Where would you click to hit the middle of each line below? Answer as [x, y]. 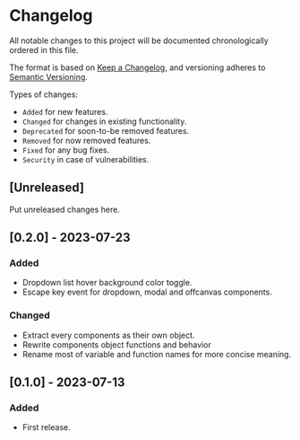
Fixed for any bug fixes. [66, 150]
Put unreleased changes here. [65, 209]
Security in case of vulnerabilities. [86, 159]
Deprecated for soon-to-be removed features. [106, 130]
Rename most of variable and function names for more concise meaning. [157, 354]
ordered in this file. [44, 49]
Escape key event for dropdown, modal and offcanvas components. [147, 292]
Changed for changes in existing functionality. [104, 121]
